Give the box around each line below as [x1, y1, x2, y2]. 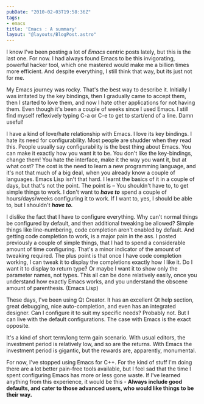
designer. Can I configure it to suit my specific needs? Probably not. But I [6, 309, 189, 317]
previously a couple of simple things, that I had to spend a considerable [6, 239, 186, 247]
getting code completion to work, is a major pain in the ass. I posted [6, 233, 177, 240]
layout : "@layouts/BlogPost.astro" [6, 32, 97, 38]
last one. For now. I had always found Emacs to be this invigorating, [6, 55, 175, 62]
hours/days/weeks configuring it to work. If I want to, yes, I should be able [6, 195, 193, 202]
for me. [6, 74, 24, 82]
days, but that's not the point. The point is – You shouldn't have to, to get [6, 182, 189, 190]
